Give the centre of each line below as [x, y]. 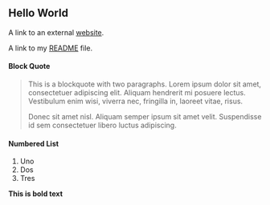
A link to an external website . [56, 32]
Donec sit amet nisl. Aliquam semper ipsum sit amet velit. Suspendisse [145, 117]
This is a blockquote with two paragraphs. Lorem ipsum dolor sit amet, [145, 84]
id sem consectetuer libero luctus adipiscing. [102, 125]
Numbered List [33, 143]
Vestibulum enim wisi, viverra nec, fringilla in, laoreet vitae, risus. [135, 101]
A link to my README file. [51, 48]
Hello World [38, 13]
